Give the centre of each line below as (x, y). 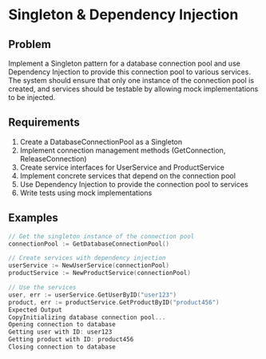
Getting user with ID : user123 (60, 332)
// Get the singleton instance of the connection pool (101, 236)
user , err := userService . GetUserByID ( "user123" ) (93, 295)
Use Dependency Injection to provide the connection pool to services (134, 184)
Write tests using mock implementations (86, 193)
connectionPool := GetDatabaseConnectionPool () (89, 244)
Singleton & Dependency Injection (123, 15)
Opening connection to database (62, 325)
